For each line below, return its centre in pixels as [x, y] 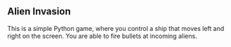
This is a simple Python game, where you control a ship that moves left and [116, 28]
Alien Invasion [39, 12]
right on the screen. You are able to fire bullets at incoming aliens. [103, 36]
